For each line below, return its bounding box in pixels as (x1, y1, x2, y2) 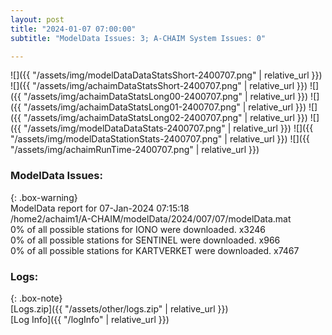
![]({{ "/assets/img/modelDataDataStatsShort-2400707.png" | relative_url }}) (10, 69, 323, 81)
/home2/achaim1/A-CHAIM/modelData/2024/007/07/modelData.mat (10, 212, 292, 225)
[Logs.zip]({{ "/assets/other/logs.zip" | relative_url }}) (10, 302, 229, 315)
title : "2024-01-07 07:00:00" (10, 24, 137, 34)
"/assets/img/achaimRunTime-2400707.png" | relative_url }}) (10, 144, 260, 156)
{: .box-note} (10, 292, 63, 304)
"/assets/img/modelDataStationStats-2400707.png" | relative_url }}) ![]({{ (10, 133, 310, 145)
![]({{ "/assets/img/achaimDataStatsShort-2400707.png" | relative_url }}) (10, 80, 308, 92)
